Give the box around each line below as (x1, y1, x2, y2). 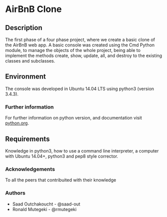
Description (5, 23, 42, 32)
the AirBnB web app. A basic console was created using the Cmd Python (5, 42, 155, 48)
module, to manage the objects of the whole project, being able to (5, 47, 141, 53)
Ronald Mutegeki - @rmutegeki (12, 206, 77, 212)
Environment (5, 72, 46, 81)
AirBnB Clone (5, 3, 62, 15)
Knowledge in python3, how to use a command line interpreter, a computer (5, 147, 159, 153)
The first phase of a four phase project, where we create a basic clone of (5, 36, 156, 42)
